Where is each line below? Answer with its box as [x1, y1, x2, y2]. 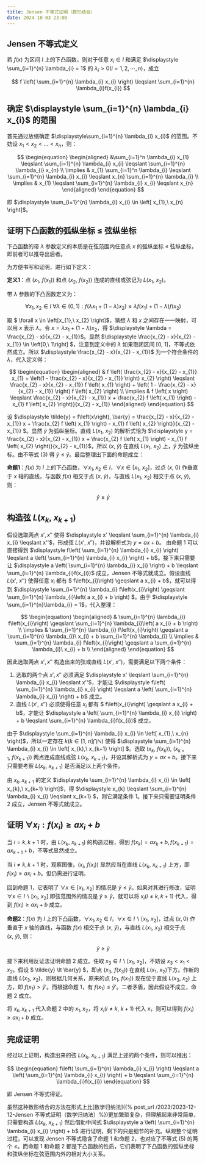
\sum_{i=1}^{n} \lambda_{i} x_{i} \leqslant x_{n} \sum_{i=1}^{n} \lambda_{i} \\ [7, 173, 199, 180]
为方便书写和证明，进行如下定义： [7, 263, 93, 271]
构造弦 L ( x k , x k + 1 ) [7, 513, 76, 524]
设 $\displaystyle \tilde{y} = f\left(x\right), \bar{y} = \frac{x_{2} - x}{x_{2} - [7, 413, 195, 420]
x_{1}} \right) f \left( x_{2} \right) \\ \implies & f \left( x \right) [39, 387, 189, 395]
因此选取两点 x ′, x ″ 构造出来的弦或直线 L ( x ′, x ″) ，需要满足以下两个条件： [7, 658, 187, 665]
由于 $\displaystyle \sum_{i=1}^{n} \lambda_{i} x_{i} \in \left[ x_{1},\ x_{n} [7, 729, 189, 737]
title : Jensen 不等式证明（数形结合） [7, 9, 96, 15]
